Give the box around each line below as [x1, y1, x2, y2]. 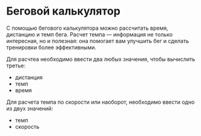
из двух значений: [6, 104, 53, 112]
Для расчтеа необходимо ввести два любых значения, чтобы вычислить [6, 55, 196, 63]
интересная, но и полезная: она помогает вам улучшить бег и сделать [6, 37, 189, 44]
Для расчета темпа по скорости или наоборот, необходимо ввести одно [6, 98, 195, 106]
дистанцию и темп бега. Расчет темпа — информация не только [6, 30, 173, 38]
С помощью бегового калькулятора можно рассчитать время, [6, 24, 168, 32]
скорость [15, 123, 39, 130]
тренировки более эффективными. [6, 44, 97, 51]
